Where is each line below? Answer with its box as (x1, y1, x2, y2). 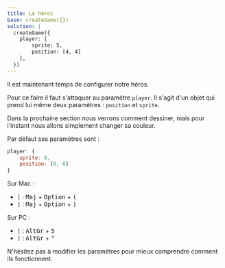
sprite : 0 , (19, 154, 51, 161)
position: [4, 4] (32, 49, 81, 56)
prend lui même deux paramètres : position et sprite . (7, 100, 160, 109)
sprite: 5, (32, 42, 63, 49)
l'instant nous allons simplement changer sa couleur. (7, 121, 156, 129)
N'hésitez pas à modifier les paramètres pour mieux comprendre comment (7, 247, 218, 256)
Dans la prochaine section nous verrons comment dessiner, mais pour (7, 114, 205, 122)
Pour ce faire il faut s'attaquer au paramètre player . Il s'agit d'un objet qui (7, 93, 215, 102)
